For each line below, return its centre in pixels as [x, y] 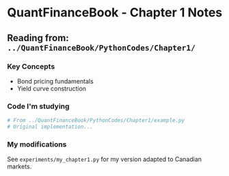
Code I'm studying [38, 106]
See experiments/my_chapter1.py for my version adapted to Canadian [105, 160]
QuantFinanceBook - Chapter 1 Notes [115, 13]
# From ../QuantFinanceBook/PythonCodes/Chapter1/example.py [96, 121]
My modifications [37, 144]
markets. [19, 166]
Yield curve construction [52, 88]
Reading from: [38, 38]
